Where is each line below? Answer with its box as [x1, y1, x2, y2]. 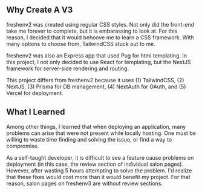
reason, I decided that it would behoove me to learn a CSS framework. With [6, 33, 195, 41]
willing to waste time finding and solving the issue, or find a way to [6, 136, 172, 143]
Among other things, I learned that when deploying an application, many [6, 123, 186, 130]
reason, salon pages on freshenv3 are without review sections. [6, 180, 163, 187]
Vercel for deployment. [6, 89, 64, 96]
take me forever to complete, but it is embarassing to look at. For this [6, 27, 178, 34]
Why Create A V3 [6, 5, 73, 15]
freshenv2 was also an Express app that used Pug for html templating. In [6, 51, 187, 59]
